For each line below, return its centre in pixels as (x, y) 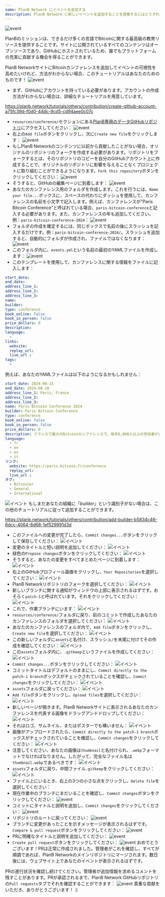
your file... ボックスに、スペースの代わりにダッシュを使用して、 (79, 195)
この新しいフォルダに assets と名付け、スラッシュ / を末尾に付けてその (82, 639)
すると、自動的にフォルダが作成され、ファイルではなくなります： (79, 238)
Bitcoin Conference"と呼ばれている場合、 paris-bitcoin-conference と (82, 208)
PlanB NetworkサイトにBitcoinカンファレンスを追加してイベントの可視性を (81, 67)
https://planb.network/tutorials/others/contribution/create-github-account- (81, 106)
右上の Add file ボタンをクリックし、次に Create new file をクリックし (83, 134)
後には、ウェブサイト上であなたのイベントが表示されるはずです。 (79, 861)
